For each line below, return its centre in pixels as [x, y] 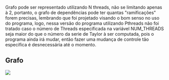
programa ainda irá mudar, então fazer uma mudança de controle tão [77, 39]
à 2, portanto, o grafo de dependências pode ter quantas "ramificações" [81, 13]
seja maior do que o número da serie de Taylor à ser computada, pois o [80, 34]
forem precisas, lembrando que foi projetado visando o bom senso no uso [82, 18]
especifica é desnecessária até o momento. [51, 45]
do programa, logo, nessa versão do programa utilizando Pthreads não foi [82, 23]
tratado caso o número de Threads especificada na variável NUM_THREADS [85, 29]
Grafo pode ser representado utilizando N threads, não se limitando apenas [84, 7]
